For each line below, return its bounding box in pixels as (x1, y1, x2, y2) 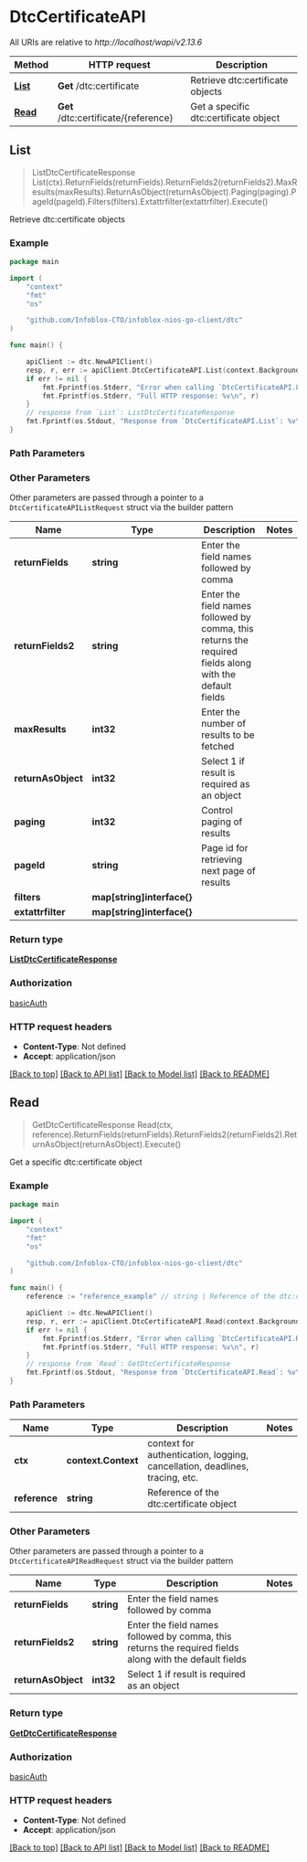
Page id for (200, 842, 249, 855)
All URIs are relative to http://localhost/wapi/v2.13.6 (9, 37, 203, 48)
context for (147, 1437, 195, 1450)
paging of (200, 815, 243, 828)
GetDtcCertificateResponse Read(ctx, (31, 1119, 174, 1130)
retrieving (200, 853, 243, 866)
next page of (200, 865, 256, 878)
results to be (200, 729, 255, 741)
